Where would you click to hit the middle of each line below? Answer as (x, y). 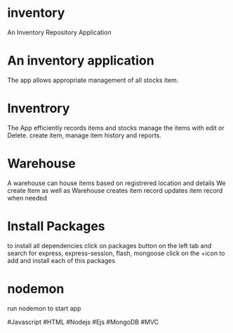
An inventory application (81, 61)
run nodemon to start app (44, 308)
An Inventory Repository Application (59, 32)
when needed (27, 198)
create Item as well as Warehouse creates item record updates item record (115, 190)
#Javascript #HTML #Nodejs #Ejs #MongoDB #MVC (83, 322)
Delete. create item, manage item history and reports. (84, 135)
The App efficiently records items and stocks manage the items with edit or (116, 128)
